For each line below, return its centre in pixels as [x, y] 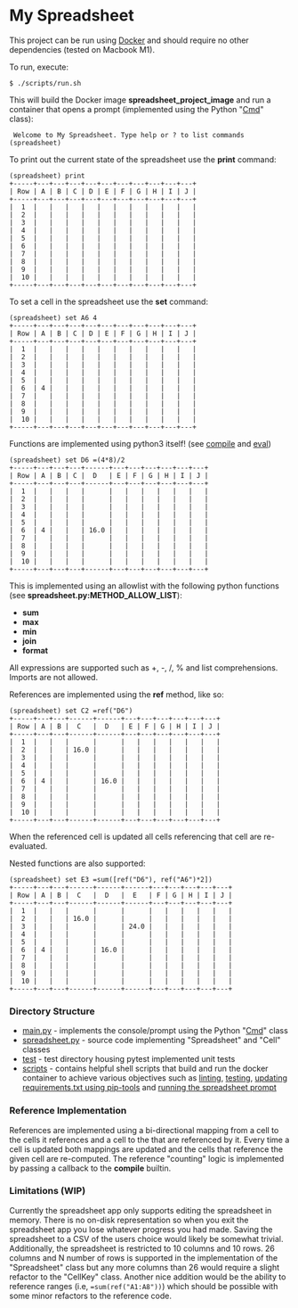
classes [36, 1049]
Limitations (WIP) [48, 1191]
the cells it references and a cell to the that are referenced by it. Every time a [149, 1139]
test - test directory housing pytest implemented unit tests [129, 1059]
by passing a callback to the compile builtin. [90, 1168]
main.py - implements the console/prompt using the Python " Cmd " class [155, 1031]
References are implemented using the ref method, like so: [117, 694]
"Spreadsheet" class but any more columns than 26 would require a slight [145, 1267]
